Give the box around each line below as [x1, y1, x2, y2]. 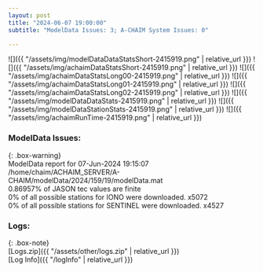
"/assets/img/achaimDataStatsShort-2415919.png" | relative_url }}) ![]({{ [23, 63, 255, 72]
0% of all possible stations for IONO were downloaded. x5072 [8, 192, 208, 201]
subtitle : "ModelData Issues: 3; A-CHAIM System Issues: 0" [8, 26, 210, 34]
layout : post [8, 11, 51, 20]
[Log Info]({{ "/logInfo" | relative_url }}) [8, 255, 133, 264]
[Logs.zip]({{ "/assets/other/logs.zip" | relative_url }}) [8, 246, 180, 255]
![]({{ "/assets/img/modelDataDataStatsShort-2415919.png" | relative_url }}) [8, 54, 252, 64]
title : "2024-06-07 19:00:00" [8, 19, 108, 27]
